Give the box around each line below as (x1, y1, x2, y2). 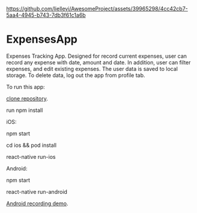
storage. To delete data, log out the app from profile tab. (6, 72, 145, 79)
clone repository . (6, 94, 48, 102)
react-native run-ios (6, 153, 56, 160)
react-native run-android (6, 188, 68, 195)
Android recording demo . (6, 200, 68, 207)
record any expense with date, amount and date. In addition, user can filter (6, 58, 191, 66)
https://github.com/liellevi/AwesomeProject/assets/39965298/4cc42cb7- (6, 5, 188, 12)
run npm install (6, 106, 43, 114)
